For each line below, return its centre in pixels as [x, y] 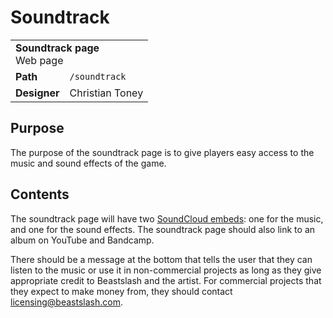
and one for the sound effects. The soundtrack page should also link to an [163, 229]
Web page [39, 60]
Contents [40, 194]
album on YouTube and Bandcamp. [82, 240]
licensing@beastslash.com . [66, 302]
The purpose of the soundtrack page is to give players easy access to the [162, 152]
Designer [37, 93]
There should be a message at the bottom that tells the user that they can [161, 259]
